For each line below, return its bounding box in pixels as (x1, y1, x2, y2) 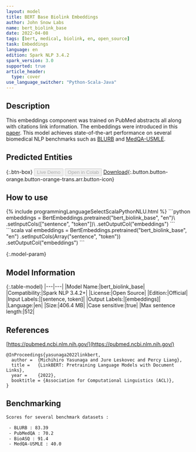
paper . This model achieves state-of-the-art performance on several (6, 129, 172, 136)
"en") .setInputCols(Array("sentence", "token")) (6, 233, 121, 240)
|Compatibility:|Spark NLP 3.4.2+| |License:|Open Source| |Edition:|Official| (6, 290, 188, 297)
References (6, 325, 49, 335)
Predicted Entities (6, 152, 73, 162)
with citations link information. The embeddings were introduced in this (6, 123, 178, 130)
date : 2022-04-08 (6, 30, 49, 36)
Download (103, 168, 128, 175)
